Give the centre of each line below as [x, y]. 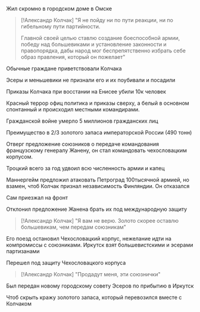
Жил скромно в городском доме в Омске [59, 9]
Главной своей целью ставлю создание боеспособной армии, [100, 38]
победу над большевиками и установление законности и [93, 44]
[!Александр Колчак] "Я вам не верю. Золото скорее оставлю [100, 221]
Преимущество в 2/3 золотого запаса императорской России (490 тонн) [99, 132]
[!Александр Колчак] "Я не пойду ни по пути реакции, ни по [97, 20]
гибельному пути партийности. [60, 26]
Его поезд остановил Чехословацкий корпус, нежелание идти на [89, 238]
